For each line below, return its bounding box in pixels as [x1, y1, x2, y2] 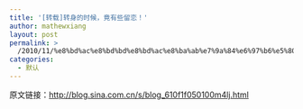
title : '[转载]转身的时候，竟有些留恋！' [9, 13, 149, 23]
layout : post [9, 30, 59, 39]
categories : [9, 55, 54, 64]
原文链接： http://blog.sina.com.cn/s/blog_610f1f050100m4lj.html [9, 89, 250, 100]
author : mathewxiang [9, 22, 87, 31]
